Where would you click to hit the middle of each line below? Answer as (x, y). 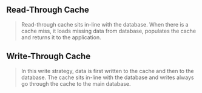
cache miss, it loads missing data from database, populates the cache (108, 31)
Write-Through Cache (49, 56)
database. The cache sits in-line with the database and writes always (107, 77)
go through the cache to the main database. (76, 83)
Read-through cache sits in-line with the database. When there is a (105, 24)
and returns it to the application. (61, 37)
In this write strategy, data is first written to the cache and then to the (107, 71)
